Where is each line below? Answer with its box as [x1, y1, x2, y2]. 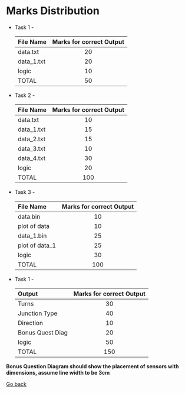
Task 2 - [14, 92, 35, 99]
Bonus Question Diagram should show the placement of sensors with [6, 362, 179, 370]
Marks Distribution [6, 4, 100, 18]
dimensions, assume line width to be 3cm [6, 369, 110, 376]
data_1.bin [17, 232, 47, 240]
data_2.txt [17, 135, 46, 143]
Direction [17, 319, 43, 327]
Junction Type [17, 309, 58, 317]
